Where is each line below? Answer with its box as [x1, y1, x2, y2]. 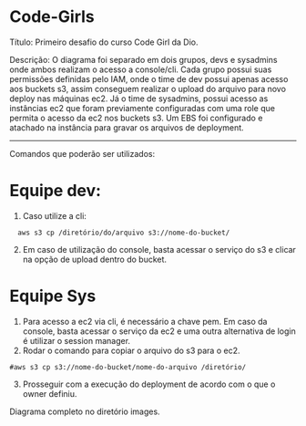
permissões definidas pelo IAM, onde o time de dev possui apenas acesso [9, 73, 289, 84]
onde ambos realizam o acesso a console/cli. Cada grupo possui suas [9, 64, 272, 75]
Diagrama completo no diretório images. [9, 406, 161, 417]
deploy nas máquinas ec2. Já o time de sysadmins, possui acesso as [9, 93, 269, 104]
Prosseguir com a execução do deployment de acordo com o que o [22, 379, 276, 390]
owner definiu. [22, 388, 77, 399]
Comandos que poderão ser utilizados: [9, 148, 156, 159]
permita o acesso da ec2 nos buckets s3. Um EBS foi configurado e [9, 112, 263, 123]
